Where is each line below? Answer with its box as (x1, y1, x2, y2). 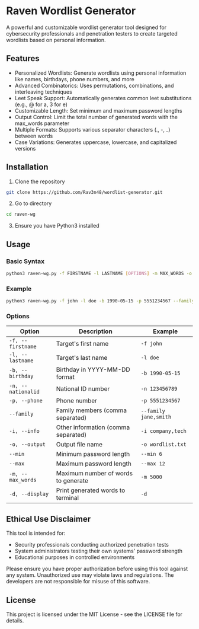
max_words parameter (14, 120, 70, 127)
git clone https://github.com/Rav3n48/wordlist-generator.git (6, 189, 163, 195)
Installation (6, 162, 49, 173)
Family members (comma (56, 406, 127, 414)
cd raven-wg (6, 212, 36, 218)
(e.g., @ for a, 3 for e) (14, 101, 68, 108)
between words (14, 132, 53, 139)
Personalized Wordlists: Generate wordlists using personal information (14, 69, 187, 76)
